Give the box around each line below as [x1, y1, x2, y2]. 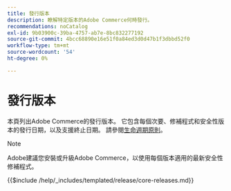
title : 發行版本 [7, 10, 50, 17]
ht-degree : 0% [7, 55, 48, 62]
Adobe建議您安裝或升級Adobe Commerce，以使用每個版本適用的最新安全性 [7, 153, 223, 162]
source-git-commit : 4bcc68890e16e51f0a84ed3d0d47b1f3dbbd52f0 [7, 36, 190, 43]
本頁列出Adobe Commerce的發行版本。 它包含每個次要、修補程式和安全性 [7, 117, 219, 125]
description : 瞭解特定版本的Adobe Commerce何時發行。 [7, 17, 153, 23]
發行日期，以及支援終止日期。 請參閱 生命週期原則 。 [19, 125, 167, 134]
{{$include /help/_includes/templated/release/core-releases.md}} [7, 176, 194, 184]
